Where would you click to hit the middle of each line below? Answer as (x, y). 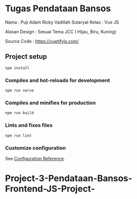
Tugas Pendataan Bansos (58, 9)
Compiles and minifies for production (50, 103)
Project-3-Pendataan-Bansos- (69, 179)
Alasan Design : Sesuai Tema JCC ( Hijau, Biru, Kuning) (61, 31)
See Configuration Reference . (35, 158)
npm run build (20, 113)
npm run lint (18, 136)
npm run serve (20, 91)
